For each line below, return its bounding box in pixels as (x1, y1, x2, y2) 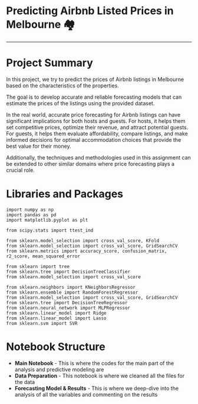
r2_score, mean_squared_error (6, 253, 81, 259)
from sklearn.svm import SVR (6, 320, 78, 326)
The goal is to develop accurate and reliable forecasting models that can (6, 93, 182, 100)
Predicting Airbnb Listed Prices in (6, 4, 174, 18)
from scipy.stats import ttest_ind (6, 227, 94, 233)
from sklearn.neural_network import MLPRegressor (6, 305, 131, 311)
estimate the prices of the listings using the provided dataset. (6, 99, 155, 107)
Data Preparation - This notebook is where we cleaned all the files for (14, 372, 184, 379)
